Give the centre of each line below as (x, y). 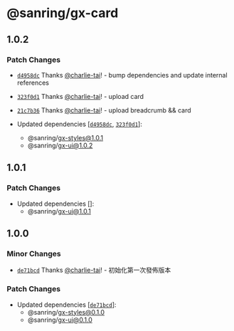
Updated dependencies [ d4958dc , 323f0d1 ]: (80, 124)
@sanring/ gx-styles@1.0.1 (65, 137)
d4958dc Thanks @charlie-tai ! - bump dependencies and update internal (122, 75)
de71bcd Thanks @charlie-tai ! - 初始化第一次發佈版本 (94, 270)
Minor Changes (34, 253)
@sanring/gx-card (63, 13)
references (33, 83)
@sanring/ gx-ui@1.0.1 (59, 211)
